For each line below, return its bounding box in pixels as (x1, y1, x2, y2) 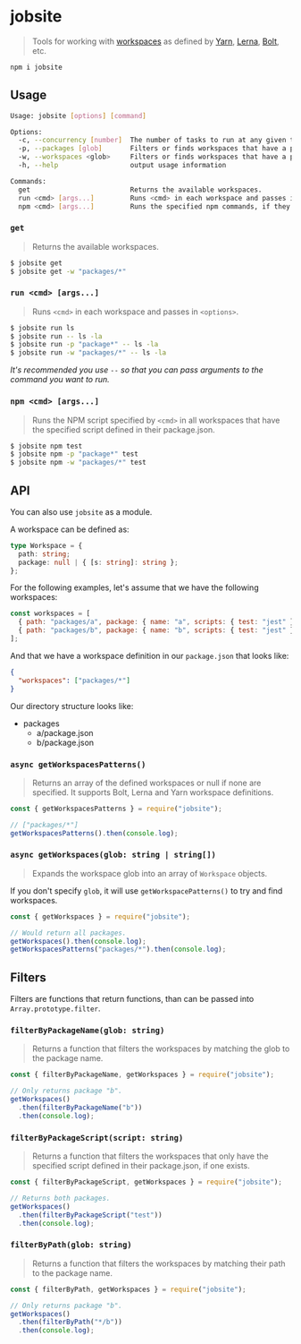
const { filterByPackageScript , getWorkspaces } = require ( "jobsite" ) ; (10, 1177, 282, 1187)
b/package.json (36, 737, 95, 748)
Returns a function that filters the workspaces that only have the (31, 1151, 269, 1161)
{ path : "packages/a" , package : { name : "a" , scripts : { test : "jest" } (18, 618, 295, 627)
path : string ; (18, 549, 71, 559)
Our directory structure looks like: (10, 700, 134, 711)
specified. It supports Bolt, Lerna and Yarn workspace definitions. (31, 786, 274, 798)
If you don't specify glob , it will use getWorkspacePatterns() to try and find (10, 885, 283, 896)
